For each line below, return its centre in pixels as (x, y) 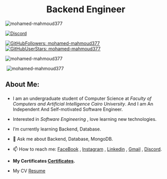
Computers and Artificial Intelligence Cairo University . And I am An (83, 104)
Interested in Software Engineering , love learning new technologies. (85, 119)
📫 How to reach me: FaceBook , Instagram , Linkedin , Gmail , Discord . (87, 149)
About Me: (22, 84)
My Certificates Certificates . (44, 161)
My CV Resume (29, 171)
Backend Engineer (86, 9)
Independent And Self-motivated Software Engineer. (68, 109)
